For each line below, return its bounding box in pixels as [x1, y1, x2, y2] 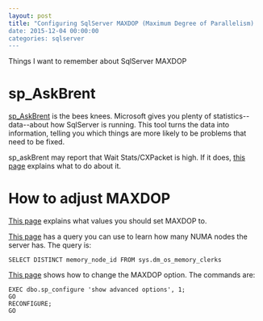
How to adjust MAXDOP [8, 190, 171, 208]
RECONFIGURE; [8, 300, 52, 308]
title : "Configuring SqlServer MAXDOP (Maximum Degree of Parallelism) [8, 19, 254, 27]
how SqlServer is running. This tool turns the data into [50, 120, 230, 130]
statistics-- [213, 111, 250, 121]
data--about [8, 120, 49, 130]
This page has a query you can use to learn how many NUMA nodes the [8, 231, 248, 242]
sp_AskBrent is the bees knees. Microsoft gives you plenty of [8, 111, 212, 121]
